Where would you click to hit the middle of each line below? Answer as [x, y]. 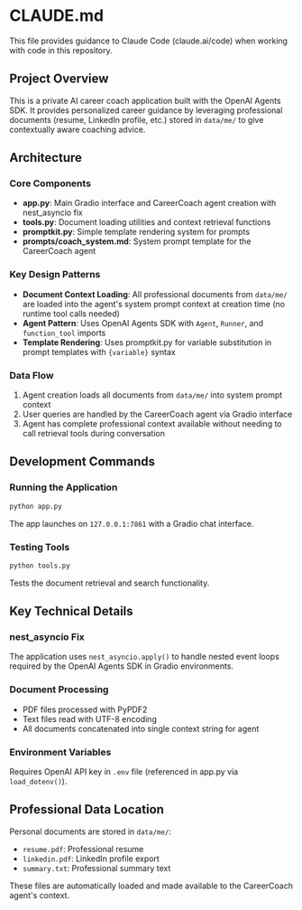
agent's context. [40, 895]
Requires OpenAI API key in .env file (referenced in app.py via [124, 772]
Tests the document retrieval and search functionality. [110, 583]
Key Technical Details [71, 611]
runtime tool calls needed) [71, 314]
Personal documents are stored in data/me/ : [91, 831]
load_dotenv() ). [38, 782]
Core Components [50, 183]
